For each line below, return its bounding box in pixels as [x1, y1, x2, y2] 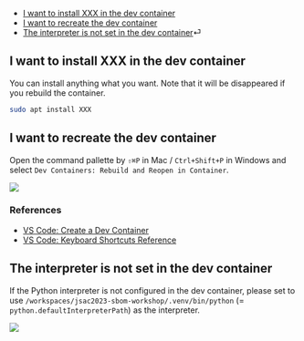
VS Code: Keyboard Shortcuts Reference [22, 234, 177, 245]
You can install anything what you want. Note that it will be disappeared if [9, 77, 286, 88]
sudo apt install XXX [9, 105, 92, 114]
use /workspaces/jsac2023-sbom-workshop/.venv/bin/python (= [9, 294, 245, 305]
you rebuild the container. [9, 87, 106, 98]
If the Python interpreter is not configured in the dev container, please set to [9, 284, 296, 295]
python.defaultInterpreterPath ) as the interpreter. [9, 305, 201, 315]
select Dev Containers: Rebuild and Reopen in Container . [9, 164, 230, 175]
